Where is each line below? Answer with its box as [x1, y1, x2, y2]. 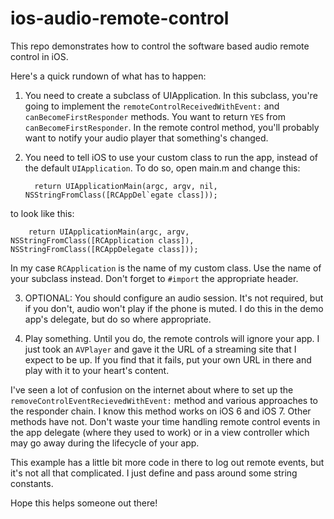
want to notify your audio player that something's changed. [24, 132, 269, 144]
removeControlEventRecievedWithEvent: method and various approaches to [10, 394, 318, 406]
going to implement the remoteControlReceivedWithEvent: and [24, 100, 280, 112]
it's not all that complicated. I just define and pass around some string [10, 467, 298, 479]
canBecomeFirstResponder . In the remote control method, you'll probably [24, 121, 320, 133]
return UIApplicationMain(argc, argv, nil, [34, 181, 218, 191]
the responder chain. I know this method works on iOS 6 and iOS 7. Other [10, 405, 312, 417]
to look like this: [10, 207, 75, 219]
